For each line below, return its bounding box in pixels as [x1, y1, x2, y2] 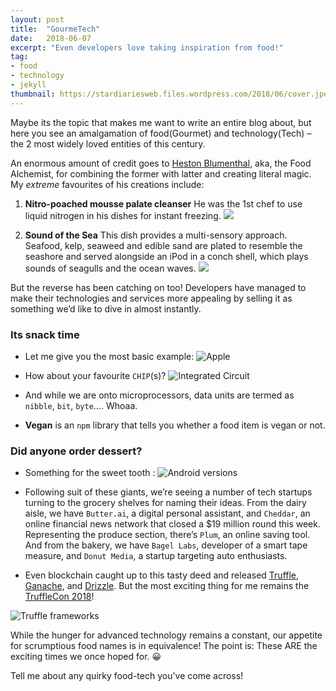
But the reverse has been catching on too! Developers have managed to [10, 281, 307, 293]
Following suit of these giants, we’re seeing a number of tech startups [24, 486, 313, 498]
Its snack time [10, 327, 80, 341]
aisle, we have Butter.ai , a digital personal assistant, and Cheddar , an [24, 507, 311, 520]
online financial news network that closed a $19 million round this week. [24, 518, 321, 530]
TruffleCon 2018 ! [24, 591, 95, 603]
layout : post [10, 14, 65, 25]
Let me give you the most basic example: [24, 350, 195, 362]
